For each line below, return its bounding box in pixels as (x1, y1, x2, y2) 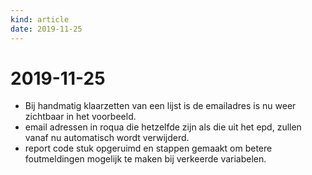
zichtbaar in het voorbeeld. (24, 111, 137, 123)
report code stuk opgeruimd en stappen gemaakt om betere (24, 142, 273, 155)
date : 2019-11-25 (10, 24, 83, 34)
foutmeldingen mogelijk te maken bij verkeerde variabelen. (24, 153, 267, 165)
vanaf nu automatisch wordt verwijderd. (24, 132, 190, 144)
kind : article (10, 14, 70, 25)
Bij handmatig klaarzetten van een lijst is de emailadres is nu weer (24, 100, 297, 112)
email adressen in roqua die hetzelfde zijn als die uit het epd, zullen (24, 121, 302, 133)
